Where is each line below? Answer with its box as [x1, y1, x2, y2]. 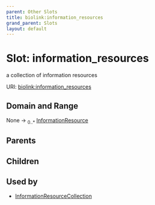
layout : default [6, 25, 47, 32]
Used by [6, 176, 38, 187]
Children [6, 156, 39, 166]
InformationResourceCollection [14, 192, 92, 200]
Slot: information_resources [6, 52, 149, 65]
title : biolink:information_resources [6, 14, 103, 20]
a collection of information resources [6, 72, 98, 79]
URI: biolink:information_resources [6, 83, 92, 90]
